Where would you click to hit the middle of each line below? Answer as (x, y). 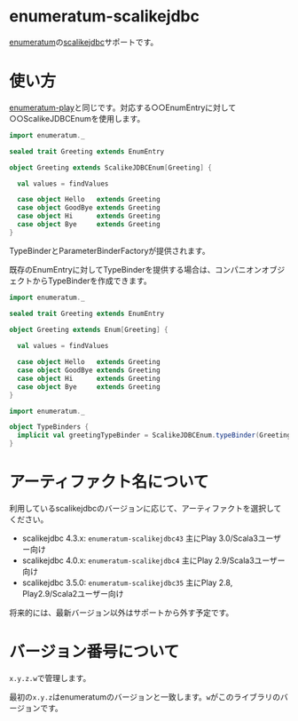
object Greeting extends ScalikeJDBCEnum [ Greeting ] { (111, 167)
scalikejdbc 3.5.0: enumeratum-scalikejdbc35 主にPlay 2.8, (127, 582)
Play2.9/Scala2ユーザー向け (73, 593)
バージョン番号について (94, 652)
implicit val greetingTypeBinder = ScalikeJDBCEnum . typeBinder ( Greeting (154, 436)
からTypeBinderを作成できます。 (92, 281)
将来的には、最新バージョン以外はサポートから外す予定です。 (122, 612)
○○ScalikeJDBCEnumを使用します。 (77, 118)
